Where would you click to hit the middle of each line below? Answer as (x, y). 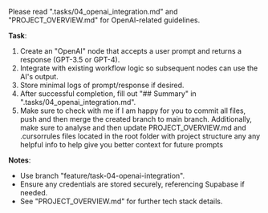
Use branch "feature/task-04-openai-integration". (102, 176)
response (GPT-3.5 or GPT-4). (70, 60)
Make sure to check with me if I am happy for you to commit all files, (133, 111)
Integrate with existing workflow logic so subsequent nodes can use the (139, 68)
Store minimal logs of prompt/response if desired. (102, 85)
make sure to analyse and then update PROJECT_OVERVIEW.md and (133, 128)
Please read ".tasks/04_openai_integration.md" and (93, 12)
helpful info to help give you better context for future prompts (121, 145)
